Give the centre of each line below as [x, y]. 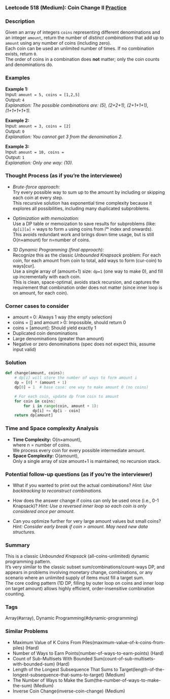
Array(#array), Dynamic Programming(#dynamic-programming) [72, 618]
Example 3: [17, 146]
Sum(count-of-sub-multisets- [125, 658]
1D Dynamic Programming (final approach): [58, 249]
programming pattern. [28, 562]
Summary [18, 545]
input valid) [24, 349]
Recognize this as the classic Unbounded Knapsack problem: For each [87, 255]
